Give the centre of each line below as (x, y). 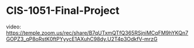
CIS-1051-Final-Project (63, 11)
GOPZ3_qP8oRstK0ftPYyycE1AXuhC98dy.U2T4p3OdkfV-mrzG (82, 39)
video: (14, 27)
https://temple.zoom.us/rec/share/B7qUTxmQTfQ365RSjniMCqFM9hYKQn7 (97, 32)
